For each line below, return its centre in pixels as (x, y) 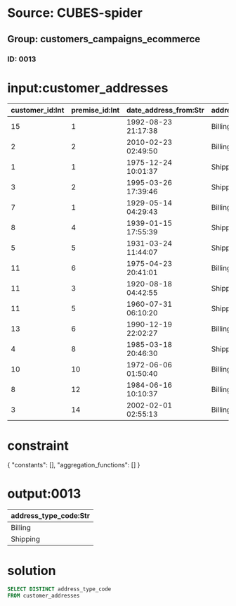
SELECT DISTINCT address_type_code (59, 589)
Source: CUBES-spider (75, 13)
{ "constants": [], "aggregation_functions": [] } (74, 465)
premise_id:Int (96, 111)
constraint (38, 446)
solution (32, 570)
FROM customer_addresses (44, 596)
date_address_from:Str (165, 111)
